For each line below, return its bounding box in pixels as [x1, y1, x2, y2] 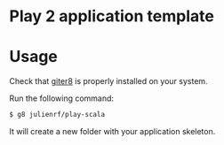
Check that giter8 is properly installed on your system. [9, 76, 208, 87]
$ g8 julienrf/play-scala [9, 111, 105, 119]
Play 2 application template [9, 6, 215, 27]
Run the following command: [9, 93, 114, 103]
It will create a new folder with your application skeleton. [9, 126, 216, 136]
